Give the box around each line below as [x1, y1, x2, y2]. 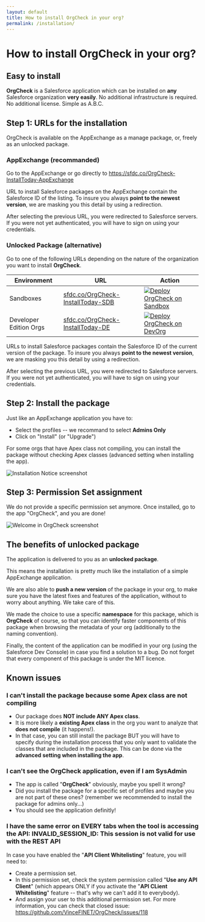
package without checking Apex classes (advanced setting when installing [6, 451, 194, 459]
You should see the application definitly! [15, 806, 116, 814]
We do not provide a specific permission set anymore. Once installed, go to [6, 503, 195, 511]
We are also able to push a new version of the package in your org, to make [6, 586, 198, 593]
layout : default [6, 9, 48, 15]
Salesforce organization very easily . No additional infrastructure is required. [6, 94, 198, 101]
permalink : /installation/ [6, 20, 75, 26]
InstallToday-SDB [63, 298, 115, 306]
